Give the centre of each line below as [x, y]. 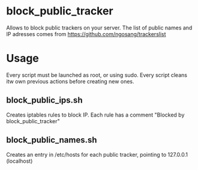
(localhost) [19, 161]
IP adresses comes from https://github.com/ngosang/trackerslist [86, 34]
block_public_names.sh [52, 140]
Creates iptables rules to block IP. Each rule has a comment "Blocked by [95, 115]
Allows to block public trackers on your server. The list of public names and [99, 28]
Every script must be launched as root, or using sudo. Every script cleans [97, 75]
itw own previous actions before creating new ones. [70, 81]
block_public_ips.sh [44, 100]
